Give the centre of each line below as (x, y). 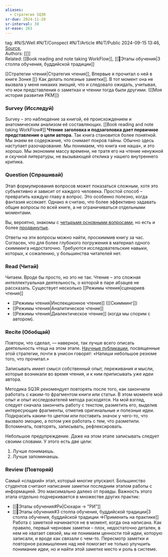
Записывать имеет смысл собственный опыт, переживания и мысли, (79, 369)
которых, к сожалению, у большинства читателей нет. (63, 253)
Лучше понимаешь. (34, 451)
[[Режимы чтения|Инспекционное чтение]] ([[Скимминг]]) (75, 303)
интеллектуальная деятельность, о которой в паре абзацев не (72, 283)
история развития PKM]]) (32, 95)
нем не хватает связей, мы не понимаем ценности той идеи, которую (88, 533)
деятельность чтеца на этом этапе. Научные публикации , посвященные (83, 348)
